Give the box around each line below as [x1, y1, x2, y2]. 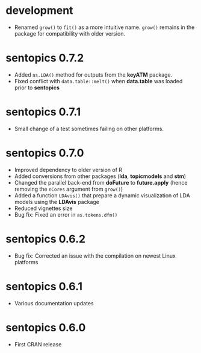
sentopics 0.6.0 [5, 320, 86, 334]
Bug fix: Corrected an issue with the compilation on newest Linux [14, 252, 176, 259]
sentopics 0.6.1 [5, 279, 82, 293]
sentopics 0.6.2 [5, 232, 85, 246]
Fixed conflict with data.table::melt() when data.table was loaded [14, 77, 183, 84]
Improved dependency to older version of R [14, 166, 123, 173]
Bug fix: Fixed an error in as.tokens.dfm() [14, 211, 118, 218]
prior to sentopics [14, 84, 60, 91]
